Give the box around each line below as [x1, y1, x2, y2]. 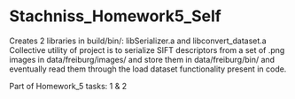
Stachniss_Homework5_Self [9, 6, 221, 27]
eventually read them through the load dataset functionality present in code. [9, 64, 287, 74]
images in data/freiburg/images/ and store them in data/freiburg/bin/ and [9, 54, 276, 65]
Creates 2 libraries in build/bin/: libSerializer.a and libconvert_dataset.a [9, 35, 268, 46]
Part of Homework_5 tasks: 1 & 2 [9, 80, 128, 91]
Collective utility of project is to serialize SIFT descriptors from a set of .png [9, 44, 285, 55]
